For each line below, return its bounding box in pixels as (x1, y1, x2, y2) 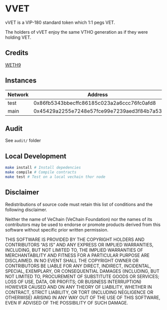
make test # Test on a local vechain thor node (5, 174, 106, 179)
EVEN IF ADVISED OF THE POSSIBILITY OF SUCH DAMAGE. (5, 300, 128, 306)
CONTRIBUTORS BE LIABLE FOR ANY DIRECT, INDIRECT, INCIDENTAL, (5, 263, 152, 269)
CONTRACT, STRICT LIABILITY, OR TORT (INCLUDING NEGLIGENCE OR (5, 289, 154, 295)
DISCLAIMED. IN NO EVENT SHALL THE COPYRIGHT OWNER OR (5, 257, 139, 263)
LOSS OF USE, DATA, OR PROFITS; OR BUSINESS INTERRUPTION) (5, 279, 142, 285)
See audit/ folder (5, 138, 41, 144)
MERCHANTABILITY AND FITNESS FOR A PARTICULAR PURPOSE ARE (5, 252, 150, 258)
